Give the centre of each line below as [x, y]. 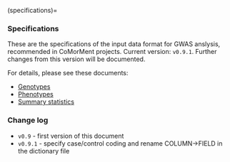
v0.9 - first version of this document [71, 136]
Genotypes [34, 87]
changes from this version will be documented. [76, 59]
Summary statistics [46, 102]
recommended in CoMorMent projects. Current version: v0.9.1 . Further [112, 52]
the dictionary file [44, 151]
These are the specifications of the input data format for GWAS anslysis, [114, 44]
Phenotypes [35, 94]
